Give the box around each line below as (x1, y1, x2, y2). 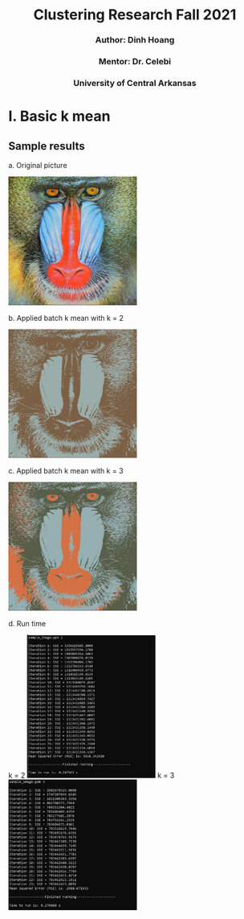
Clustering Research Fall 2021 (33, 6, 237, 24)
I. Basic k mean (8, 107, 111, 125)
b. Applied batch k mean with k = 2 (8, 313, 124, 322)
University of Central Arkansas (73, 77, 197, 88)
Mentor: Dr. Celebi (98, 56, 172, 68)
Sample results (8, 139, 86, 153)
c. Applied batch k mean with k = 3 (8, 466, 124, 475)
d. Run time (8, 618, 47, 628)
